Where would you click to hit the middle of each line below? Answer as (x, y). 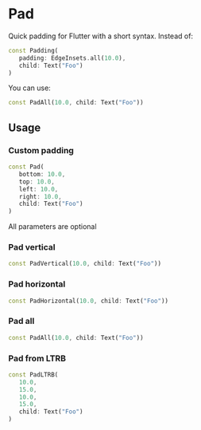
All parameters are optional (52, 227)
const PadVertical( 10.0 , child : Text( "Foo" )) (85, 264)
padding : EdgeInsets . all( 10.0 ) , (72, 58)
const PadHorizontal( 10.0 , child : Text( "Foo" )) (89, 301)
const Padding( (33, 50)
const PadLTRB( (33, 375)
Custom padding (41, 150)
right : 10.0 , (40, 196)
